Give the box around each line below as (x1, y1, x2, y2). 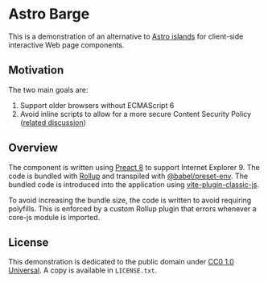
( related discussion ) (19, 118, 87, 127)
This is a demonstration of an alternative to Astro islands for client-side (8, 31, 244, 41)
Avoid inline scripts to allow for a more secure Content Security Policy (19, 109, 252, 119)
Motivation (8, 64, 64, 77)
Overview (8, 141, 59, 155)
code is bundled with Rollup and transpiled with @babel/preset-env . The (8, 171, 248, 181)
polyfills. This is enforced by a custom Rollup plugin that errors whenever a (8, 203, 257, 214)
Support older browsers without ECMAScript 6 (19, 100, 175, 110)
